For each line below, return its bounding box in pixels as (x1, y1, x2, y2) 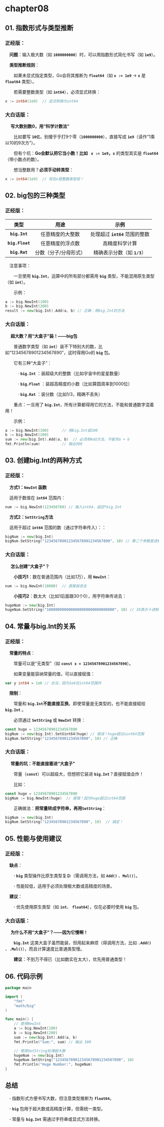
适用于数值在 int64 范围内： (9, 494, 66, 500)
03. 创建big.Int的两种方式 (5, 456, 82, 465)
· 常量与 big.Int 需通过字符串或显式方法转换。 (9, 1116, 102, 1122)
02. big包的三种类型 (5, 192, 65, 200)
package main (5, 985, 32, 990)
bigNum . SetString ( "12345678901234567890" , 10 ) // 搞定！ (5, 819, 123, 825)
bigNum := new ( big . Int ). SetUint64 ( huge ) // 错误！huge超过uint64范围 (5, 731, 144, 736)
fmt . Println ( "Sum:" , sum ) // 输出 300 (14, 1039, 91, 1044)
